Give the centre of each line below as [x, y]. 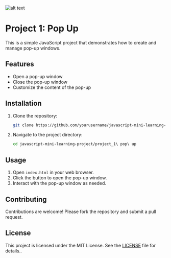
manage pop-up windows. [33, 48]
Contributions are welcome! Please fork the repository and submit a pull [81, 212]
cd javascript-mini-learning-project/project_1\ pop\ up [75, 144]
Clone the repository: [35, 115]
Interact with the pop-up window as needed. [59, 183]
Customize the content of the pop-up [52, 87]
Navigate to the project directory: [47, 135]
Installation [23, 103]
